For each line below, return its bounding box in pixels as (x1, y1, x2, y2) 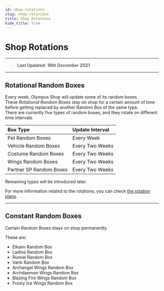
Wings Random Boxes (7, 158, 58, 165)
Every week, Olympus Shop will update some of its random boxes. (5, 94, 138, 100)
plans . (5, 194, 18, 199)
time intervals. (5, 115, 34, 120)
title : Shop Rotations (5, 16, 51, 21)
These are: (5, 234, 27, 240)
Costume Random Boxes (7, 151, 64, 157)
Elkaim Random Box (12, 244, 52, 250)
